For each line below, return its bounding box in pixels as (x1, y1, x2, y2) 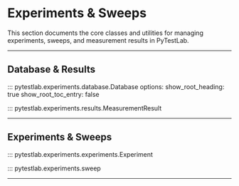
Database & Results (7, 63, 96, 76)
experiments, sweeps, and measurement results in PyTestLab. (7, 36, 190, 44)
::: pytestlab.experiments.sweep (7, 164, 101, 172)
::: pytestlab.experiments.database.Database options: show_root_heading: (7, 82, 225, 91)
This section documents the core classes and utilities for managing (7, 29, 204, 37)
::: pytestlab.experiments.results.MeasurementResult (7, 103, 162, 112)
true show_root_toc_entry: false (7, 90, 100, 98)
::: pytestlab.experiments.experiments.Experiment (7, 150, 153, 158)
